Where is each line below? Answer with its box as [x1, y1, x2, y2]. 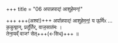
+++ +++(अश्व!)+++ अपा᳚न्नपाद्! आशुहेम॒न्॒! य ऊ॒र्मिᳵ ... [6, 17, 113, 24]
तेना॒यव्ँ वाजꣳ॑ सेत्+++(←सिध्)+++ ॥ [6, 30, 79, 37]
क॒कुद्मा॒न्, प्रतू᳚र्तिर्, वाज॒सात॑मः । [6, 24, 62, 30]
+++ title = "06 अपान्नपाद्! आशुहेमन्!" [6, 6, 83, 12]
